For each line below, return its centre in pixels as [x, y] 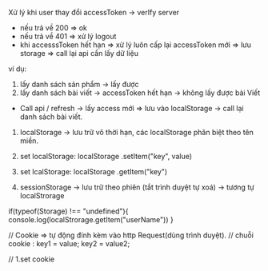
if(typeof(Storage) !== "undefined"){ [68, 211]
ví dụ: [18, 69]
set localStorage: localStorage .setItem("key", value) [106, 156]
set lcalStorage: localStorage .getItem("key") [94, 171]
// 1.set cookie [31, 259]
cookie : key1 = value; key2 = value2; [69, 243]
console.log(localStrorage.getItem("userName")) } [91, 219]
